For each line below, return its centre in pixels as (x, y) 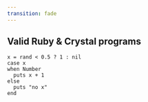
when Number (24, 70)
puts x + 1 (29, 75)
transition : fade (32, 13)
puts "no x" (31, 88)
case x (17, 63)
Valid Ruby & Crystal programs (74, 42)
